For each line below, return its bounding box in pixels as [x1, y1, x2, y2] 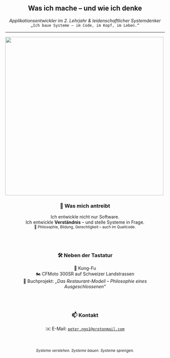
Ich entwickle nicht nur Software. [50, 214, 120, 220]
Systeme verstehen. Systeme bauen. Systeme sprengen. [35, 348, 135, 353]
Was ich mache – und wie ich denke [28, 4, 142, 13]
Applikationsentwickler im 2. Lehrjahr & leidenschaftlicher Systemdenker [9, 17, 161, 23]
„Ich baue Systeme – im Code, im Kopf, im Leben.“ [30, 23, 140, 28]
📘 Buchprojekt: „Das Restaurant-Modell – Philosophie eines [23, 278, 147, 284]
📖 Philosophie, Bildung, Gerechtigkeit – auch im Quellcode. [34, 225, 136, 230]
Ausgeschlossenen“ [64, 283, 106, 290]
